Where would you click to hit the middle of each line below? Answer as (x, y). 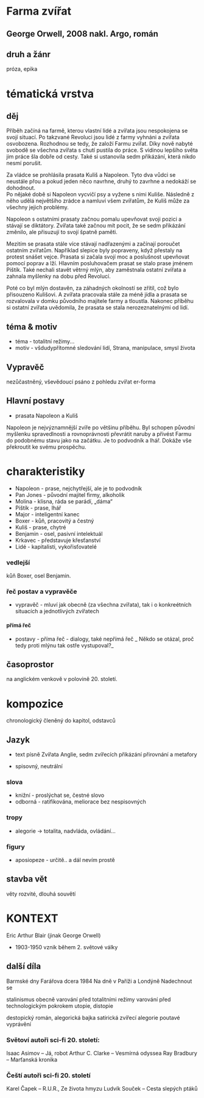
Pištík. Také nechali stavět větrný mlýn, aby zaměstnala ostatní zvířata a (96, 270)
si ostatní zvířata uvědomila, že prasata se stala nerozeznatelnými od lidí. (98, 308)
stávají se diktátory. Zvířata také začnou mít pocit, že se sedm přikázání (96, 226)
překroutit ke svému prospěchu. (46, 447)
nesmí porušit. (24, 163)
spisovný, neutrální (39, 766)
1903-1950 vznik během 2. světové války (66, 947)
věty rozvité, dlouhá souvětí (41, 894)
